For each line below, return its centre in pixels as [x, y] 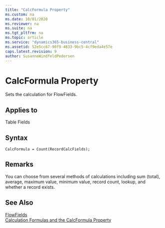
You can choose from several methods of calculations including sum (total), [83, 176]
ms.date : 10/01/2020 [27, 19]
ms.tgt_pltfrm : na [24, 33]
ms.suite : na [19, 28]
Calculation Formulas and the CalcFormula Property [58, 220]
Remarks [19, 165]
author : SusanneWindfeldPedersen [40, 56]
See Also [19, 203]
